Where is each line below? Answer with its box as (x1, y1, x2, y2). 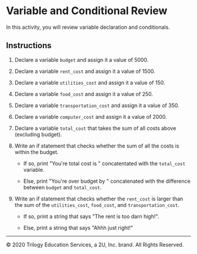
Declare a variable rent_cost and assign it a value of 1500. (14, 68, 155, 75)
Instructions (6, 41, 52, 51)
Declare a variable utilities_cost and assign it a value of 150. (14, 79, 165, 86)
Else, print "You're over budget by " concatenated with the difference (23, 178, 191, 185)
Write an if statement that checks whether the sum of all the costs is (14, 142, 179, 149)
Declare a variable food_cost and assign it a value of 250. (14, 90, 154, 98)
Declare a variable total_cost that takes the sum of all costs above (14, 125, 176, 132)
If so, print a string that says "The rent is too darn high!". (23, 213, 159, 220)
